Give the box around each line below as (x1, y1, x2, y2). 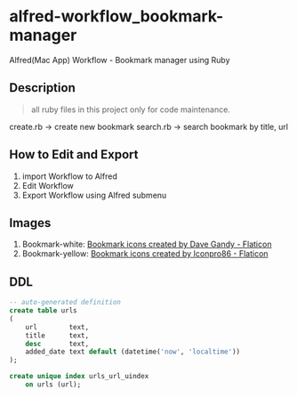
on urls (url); (25, 380, 82, 389)
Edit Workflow (21, 180, 74, 190)
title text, (25, 331, 90, 340)
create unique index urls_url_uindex (9, 372, 149, 381)
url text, (25, 322, 90, 331)
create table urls (9, 306, 77, 315)
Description (9, 80, 76, 95)
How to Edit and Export (9, 147, 139, 162)
